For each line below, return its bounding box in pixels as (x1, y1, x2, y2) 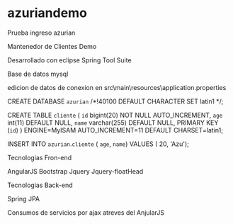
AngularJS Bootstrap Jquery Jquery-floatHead (7, 167, 144, 175)
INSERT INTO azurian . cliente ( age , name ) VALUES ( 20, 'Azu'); (7, 140, 190, 148)
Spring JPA (7, 194, 40, 203)
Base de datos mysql (7, 69, 69, 78)
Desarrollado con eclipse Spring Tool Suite (7, 55, 132, 65)
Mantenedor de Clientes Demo (7, 42, 97, 50)
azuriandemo (7, 5, 87, 21)
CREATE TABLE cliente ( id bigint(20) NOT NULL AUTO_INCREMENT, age (7, 111, 223, 119)
